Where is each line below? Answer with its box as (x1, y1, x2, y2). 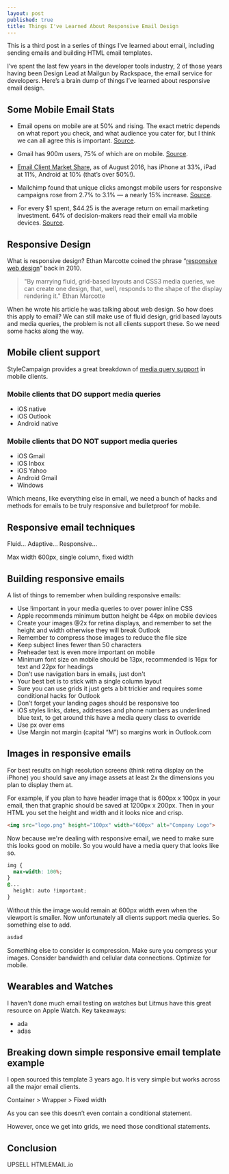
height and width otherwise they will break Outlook (16, 626, 161, 634)
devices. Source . (16, 218, 65, 227)
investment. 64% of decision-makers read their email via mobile (16, 212, 198, 220)
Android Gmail (16, 474, 57, 482)
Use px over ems (16, 721, 65, 729)
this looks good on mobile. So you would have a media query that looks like (7, 841, 219, 849)
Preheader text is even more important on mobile (16, 648, 155, 656)
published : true (7, 16, 53, 23)
